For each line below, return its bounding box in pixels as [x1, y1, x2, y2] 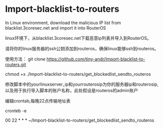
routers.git [5, 62, 26, 67]
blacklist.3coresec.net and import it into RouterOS [5, 25, 106, 31]
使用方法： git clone [5, 56, 46, 62]
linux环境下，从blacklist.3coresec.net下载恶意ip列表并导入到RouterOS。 [5, 35, 152, 41]
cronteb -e [5, 107, 27, 114]
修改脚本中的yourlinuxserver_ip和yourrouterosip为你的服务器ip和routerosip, [5, 81, 159, 87]
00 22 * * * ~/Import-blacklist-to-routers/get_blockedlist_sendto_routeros [5, 117, 154, 123]
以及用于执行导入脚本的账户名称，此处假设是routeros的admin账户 [5, 87, 138, 93]
